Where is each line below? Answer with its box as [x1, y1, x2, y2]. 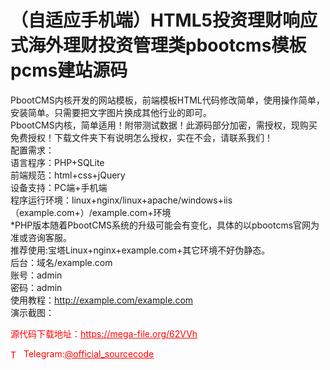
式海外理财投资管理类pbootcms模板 [10, 34, 307, 57]
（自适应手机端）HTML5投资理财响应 [10, 9, 318, 32]
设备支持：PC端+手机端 [10, 181, 108, 193]
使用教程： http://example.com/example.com [10, 294, 194, 306]
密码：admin [10, 281, 63, 293]
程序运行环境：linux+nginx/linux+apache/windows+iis [10, 194, 233, 206]
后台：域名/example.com [10, 256, 113, 268]
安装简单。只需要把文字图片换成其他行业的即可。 [10, 106, 212, 118]
